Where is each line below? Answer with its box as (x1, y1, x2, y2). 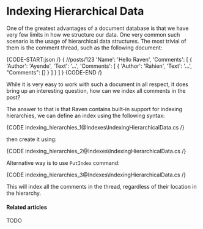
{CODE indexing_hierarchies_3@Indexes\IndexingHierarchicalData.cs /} (6, 171, 186, 178)
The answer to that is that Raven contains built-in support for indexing (6, 105, 182, 112)
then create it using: (6, 136, 57, 143)
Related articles (6, 203, 47, 211)
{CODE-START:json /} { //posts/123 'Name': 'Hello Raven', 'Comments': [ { (6, 56, 193, 63)
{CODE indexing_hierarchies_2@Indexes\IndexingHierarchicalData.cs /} (6, 147, 186, 154)
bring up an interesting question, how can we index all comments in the (6, 87, 186, 94)
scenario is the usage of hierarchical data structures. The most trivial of (6, 37, 186, 45)
